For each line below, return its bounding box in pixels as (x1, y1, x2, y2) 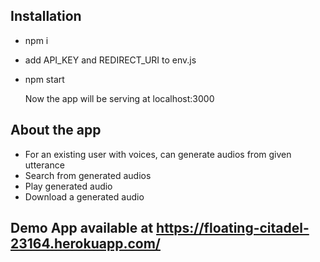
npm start (24, 73, 65, 85)
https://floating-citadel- (156, 220, 310, 237)
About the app (10, 122, 102, 139)
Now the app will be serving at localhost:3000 (24, 92, 215, 104)
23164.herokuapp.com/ (10, 235, 161, 253)
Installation (10, 8, 82, 25)
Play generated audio (24, 180, 113, 192)
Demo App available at (10, 220, 154, 237)
